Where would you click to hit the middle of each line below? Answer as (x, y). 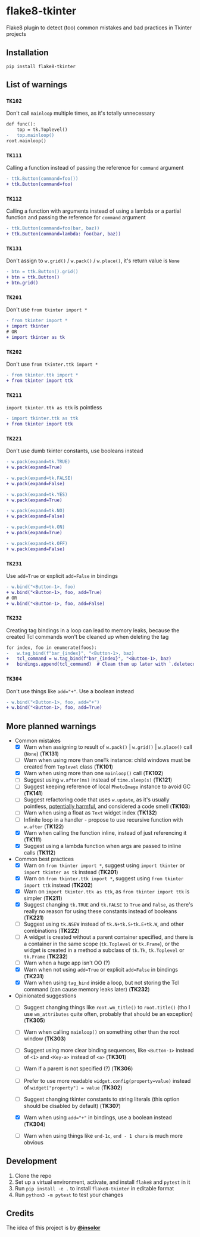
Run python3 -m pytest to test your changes (69, 1195)
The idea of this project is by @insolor (53, 1228)
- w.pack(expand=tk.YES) (37, 494)
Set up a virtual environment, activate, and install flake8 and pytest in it (102, 1182)
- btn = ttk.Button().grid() (42, 272)
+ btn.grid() (22, 283)
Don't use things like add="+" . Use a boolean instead (70, 691)
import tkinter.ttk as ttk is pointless (54, 408)
